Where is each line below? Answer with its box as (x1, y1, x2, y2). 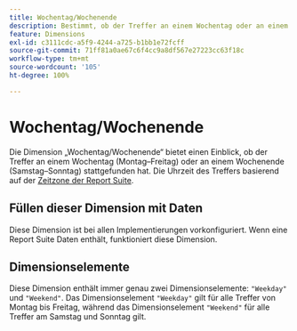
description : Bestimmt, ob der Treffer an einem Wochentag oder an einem (9, 21, 289, 30)
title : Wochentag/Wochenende (9, 12, 117, 22)
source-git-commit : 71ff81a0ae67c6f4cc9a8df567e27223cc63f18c (9, 46, 245, 55)
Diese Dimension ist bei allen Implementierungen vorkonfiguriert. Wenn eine (9, 224, 288, 235)
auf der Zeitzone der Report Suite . (9, 174, 134, 185)
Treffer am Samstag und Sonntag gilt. (9, 311, 147, 322)
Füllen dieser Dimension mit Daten (9, 201, 203, 216)
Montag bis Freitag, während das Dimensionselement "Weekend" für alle (9, 302, 270, 312)
